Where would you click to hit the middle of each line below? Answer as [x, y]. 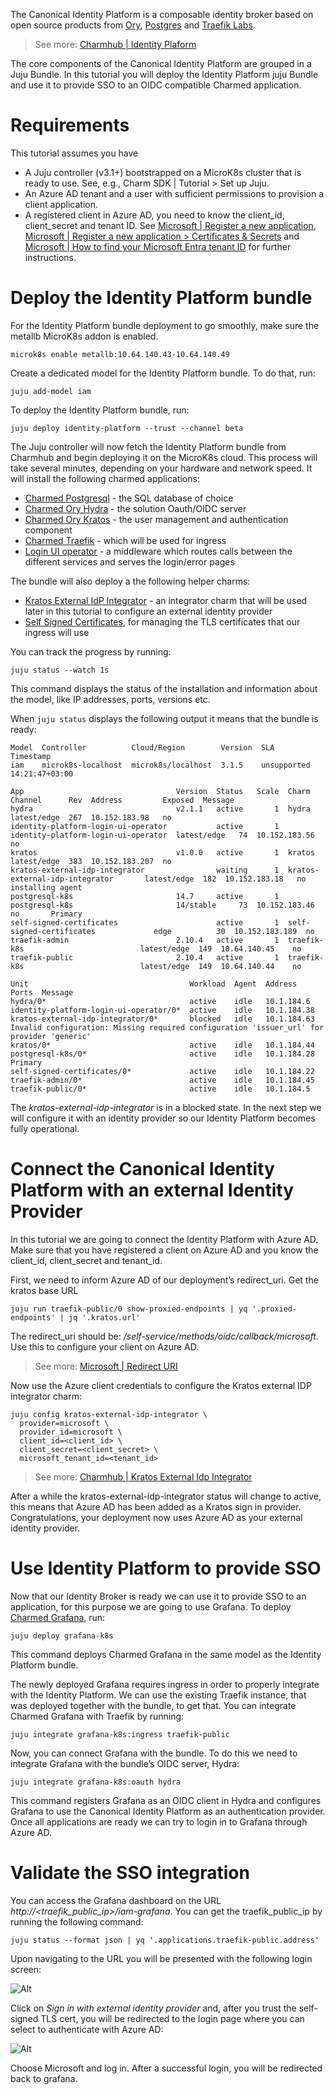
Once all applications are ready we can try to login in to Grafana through [159, 1821]
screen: [26, 1969]
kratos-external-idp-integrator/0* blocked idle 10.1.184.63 [162, 1019]
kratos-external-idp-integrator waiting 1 [145, 870]
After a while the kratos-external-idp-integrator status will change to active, [166, 1496]
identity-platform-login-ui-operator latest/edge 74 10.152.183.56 [162, 835]
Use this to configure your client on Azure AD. [105, 1346]
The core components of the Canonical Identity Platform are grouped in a [161, 63]
